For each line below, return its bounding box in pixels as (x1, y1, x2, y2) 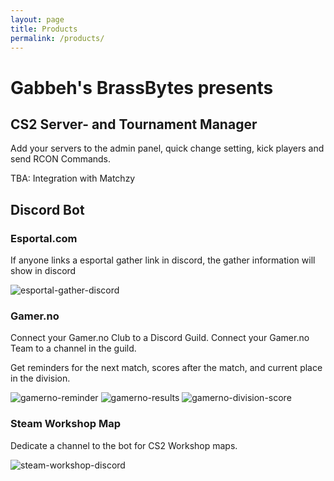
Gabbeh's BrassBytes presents (10, 76, 274, 99)
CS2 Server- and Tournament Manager (10, 116, 258, 133)
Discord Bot (10, 201, 85, 218)
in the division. (10, 372, 71, 385)
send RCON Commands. (10, 153, 112, 165)
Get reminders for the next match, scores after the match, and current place (10, 362, 323, 374)
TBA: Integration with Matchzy (10, 172, 136, 185)
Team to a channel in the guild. (10, 342, 137, 355)
